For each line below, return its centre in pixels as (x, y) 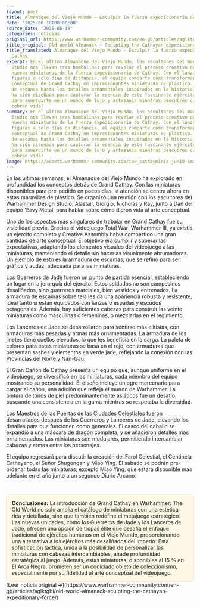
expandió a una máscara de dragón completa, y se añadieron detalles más (98, 432)
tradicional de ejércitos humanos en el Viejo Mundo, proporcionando (96, 535)
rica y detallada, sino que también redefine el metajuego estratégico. (96, 516)
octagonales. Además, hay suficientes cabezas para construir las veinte (94, 309)
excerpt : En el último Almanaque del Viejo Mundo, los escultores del (96, 61)
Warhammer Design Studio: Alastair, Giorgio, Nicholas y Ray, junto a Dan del (99, 204)
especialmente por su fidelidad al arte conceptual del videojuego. (92, 573)
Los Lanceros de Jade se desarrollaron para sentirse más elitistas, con (93, 327)
